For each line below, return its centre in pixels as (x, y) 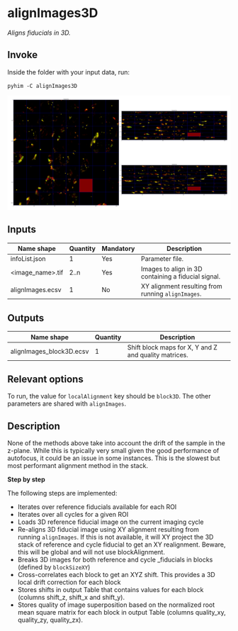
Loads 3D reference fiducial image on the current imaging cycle (110, 522)
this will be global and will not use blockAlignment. (91, 552)
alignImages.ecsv (36, 290)
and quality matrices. (158, 355)
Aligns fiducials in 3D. (39, 33)
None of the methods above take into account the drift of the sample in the (116, 443)
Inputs (22, 229)
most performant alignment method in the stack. (78, 466)
